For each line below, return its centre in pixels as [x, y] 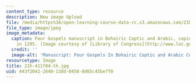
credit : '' [24, 50]
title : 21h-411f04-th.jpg [37, 66]
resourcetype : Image [31, 60]
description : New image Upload [44, 17]
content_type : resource [35, 11]
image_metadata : [26, 33]
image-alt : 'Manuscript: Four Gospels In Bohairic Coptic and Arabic [97, 55]
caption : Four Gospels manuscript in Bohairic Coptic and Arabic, [94, 39]
